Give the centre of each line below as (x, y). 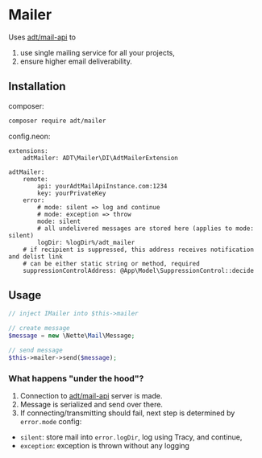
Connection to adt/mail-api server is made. (91, 396)
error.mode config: (51, 422)
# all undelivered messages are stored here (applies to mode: (146, 228)
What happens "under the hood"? (76, 378)
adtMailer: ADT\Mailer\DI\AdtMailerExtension (101, 158)
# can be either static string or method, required (111, 263)
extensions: (28, 151)
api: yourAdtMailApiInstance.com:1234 (102, 186)
